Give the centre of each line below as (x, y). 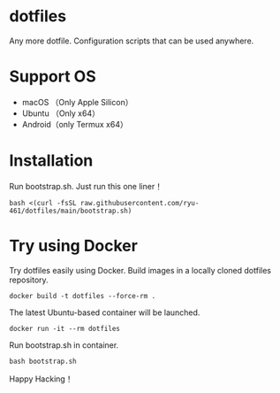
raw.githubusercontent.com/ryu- (140, 203)
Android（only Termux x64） (75, 124)
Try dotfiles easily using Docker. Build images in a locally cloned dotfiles (140, 270)
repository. (29, 280)
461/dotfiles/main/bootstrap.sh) (71, 211)
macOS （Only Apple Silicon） (77, 102)
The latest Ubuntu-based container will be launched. (105, 312)
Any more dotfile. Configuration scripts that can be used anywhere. (132, 41)
